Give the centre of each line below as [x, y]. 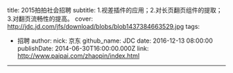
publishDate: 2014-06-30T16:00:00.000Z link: [83, 48]
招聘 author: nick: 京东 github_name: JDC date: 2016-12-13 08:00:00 [115, 41]
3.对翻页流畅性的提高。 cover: [50, 19]
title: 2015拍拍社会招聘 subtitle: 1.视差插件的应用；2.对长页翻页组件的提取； [115, 10]
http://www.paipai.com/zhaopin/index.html [78, 56]
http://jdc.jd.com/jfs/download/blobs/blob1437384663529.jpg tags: [103, 27]
